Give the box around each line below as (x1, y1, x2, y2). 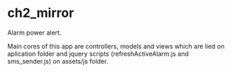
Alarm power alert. (7, 28, 62, 37)
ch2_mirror (7, 5, 74, 21)
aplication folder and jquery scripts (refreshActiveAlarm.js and (7, 49, 189, 58)
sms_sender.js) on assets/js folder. (7, 56, 109, 65)
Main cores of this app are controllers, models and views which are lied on (7, 42, 225, 50)
